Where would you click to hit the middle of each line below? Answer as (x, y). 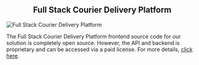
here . (13, 56)
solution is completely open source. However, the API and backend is (93, 43)
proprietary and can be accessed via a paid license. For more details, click (100, 49)
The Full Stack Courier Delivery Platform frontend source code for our (94, 36)
